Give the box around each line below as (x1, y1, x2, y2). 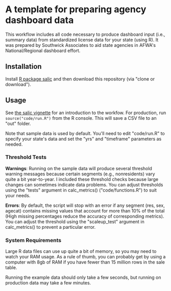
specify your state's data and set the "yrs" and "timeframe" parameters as (5, 136, 162, 142)
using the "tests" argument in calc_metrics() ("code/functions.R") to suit (5, 187, 157, 193)
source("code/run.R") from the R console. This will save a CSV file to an (5, 115, 157, 121)
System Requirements (5, 236, 62, 244)
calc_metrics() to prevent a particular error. (5, 224, 96, 230)
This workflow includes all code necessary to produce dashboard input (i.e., (5, 31, 165, 37)
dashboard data (5, 14, 74, 26)
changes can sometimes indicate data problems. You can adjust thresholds (5, 181, 163, 188)
